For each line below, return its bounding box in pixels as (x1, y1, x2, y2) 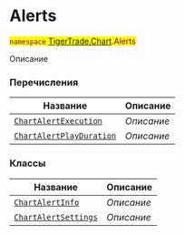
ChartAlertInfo (14, 197, 80, 208)
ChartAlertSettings (14, 211, 98, 222)
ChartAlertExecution (14, 116, 102, 127)
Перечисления (9, 76, 79, 88)
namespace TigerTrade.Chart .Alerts (9, 36, 136, 46)
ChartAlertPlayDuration (14, 131, 117, 141)
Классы (9, 157, 46, 169)
